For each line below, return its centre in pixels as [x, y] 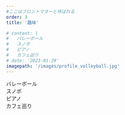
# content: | [22, 33]
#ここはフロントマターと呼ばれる [40, 11]
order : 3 [17, 17]
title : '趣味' [23, 22]
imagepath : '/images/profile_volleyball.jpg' [63, 66]
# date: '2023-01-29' [33, 60]
